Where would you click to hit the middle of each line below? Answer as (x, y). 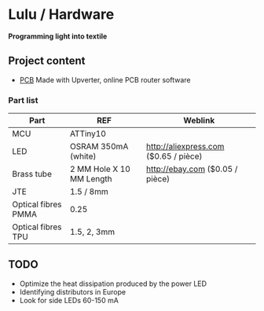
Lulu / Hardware (61, 15)
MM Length (91, 179)
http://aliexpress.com (185, 147)
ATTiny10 (88, 134)
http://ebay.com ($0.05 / (192, 169)
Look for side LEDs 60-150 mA (69, 300)
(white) (83, 156)
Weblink (199, 121)
